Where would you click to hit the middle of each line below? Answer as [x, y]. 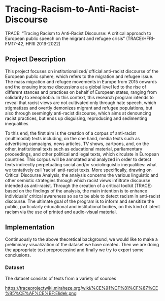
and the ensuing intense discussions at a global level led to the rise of [76, 87]
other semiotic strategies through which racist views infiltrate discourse [78, 180]
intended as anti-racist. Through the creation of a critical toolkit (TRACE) [79, 186]
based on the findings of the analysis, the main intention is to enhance [76, 190]
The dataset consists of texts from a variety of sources [61, 278]
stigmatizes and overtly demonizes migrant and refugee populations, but [79, 108]
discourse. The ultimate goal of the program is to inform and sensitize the [80, 201]
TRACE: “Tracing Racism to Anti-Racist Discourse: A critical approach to [78, 33]
